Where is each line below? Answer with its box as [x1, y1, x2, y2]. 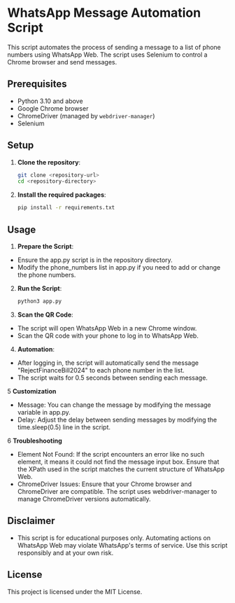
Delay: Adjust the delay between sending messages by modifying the [17, 415, 218, 424]
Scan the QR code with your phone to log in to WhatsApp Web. [17, 331, 199, 340]
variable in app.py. [17, 408, 71, 416]
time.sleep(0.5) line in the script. [17, 422, 111, 431]
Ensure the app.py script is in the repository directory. [17, 256, 173, 264]
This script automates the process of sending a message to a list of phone [7, 43, 222, 51]
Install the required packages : [17, 190, 106, 199]
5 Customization [7, 387, 57, 395]
